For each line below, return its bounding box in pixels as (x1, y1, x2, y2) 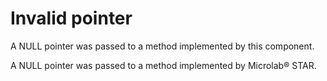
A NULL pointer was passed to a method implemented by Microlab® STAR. (10, 59, 317, 71)
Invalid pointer (10, 7, 133, 30)
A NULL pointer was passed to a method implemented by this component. (10, 40, 315, 52)
